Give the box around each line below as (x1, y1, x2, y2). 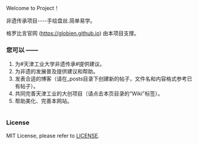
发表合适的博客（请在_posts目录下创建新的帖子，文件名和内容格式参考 (14, 75, 187, 82)
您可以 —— (6, 46, 39, 54)
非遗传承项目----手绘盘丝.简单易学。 (6, 17, 96, 24)
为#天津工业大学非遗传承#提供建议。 (14, 60, 105, 67)
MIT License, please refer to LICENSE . (6, 132, 100, 139)
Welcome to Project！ (6, 5, 59, 11)
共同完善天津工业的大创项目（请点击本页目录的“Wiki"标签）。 (14, 90, 164, 97)
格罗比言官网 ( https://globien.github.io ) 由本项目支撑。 (6, 30, 140, 37)
